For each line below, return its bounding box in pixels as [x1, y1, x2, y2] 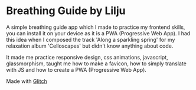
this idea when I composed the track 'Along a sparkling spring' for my [6, 36, 175, 43]
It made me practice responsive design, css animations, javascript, [6, 54, 168, 61]
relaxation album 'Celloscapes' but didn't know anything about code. [6, 42, 174, 49]
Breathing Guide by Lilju [6, 4, 126, 18]
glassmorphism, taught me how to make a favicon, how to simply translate [6, 60, 187, 67]
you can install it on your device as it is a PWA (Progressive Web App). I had [6, 29, 191, 36]
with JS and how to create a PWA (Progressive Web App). [6, 66, 146, 73]
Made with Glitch [6, 78, 47, 85]
